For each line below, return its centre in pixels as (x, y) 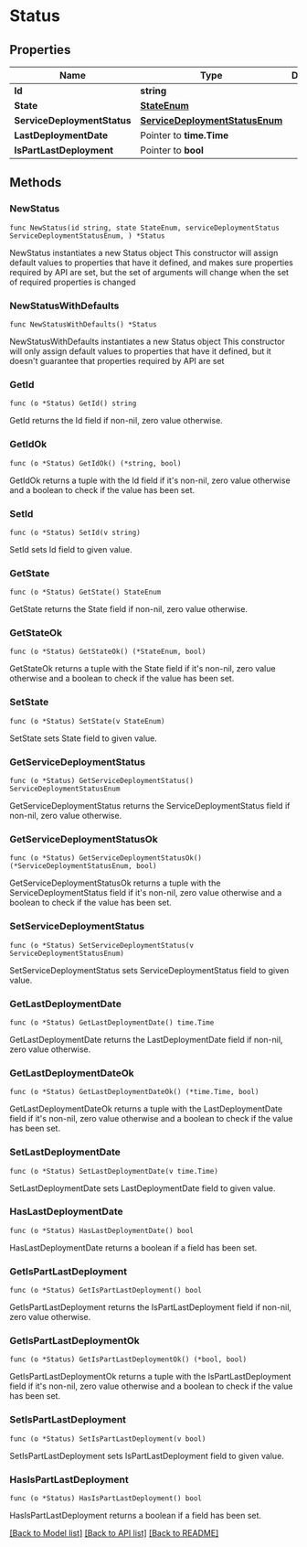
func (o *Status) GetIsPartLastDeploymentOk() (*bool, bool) (128, 1359)
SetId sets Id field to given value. (71, 549)
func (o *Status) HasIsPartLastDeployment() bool (106, 1499)
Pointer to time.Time (185, 135)
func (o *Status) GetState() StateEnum (85, 592)
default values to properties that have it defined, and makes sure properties (152, 263)
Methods (36, 183)
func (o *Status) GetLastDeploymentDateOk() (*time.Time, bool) (134, 1092)
